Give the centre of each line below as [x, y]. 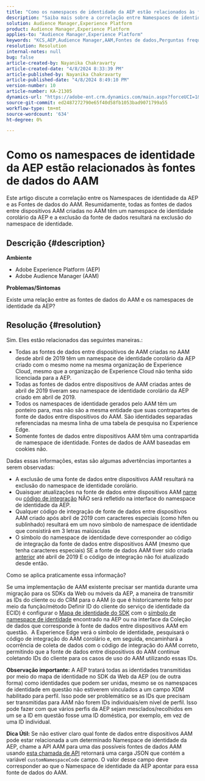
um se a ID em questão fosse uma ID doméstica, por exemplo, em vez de [98, 715]
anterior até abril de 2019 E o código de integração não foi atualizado [102, 557]
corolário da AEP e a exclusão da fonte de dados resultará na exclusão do [99, 218]
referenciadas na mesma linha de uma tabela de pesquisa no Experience [106, 423]
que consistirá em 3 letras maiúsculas [63, 530]
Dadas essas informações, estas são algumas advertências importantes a [99, 460]
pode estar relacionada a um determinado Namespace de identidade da [97, 740]
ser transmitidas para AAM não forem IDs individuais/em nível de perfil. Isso [102, 702]
